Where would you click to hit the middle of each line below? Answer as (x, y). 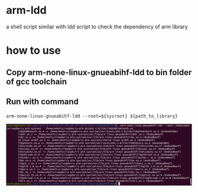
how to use (34, 51)
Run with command (42, 101)
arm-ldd (27, 10)
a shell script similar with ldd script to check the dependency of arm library (97, 27)
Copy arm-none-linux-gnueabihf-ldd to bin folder (99, 72)
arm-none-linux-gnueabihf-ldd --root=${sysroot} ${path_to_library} (92, 116)
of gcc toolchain (37, 81)
